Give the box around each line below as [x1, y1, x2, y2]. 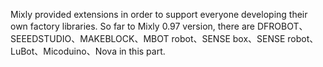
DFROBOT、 [256, 20, 308, 32]
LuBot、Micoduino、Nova [10, 45, 117, 57]
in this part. [118, 45, 166, 57]
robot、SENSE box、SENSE [171, 33, 286, 44]
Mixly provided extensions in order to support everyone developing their [10, 9, 308, 20]
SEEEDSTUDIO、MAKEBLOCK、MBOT [10, 33, 170, 44]
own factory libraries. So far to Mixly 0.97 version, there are [10, 20, 255, 32]
